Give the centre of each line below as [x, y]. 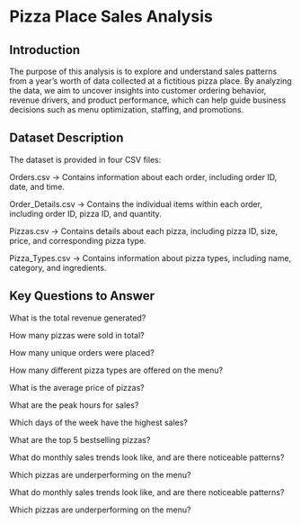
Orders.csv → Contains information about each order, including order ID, [143, 176]
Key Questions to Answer [82, 296]
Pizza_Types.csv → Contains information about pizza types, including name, [150, 257]
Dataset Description [66, 138]
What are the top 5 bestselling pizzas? [80, 439]
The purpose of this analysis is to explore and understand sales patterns [143, 71]
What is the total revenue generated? [78, 318]
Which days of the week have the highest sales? [99, 422]
